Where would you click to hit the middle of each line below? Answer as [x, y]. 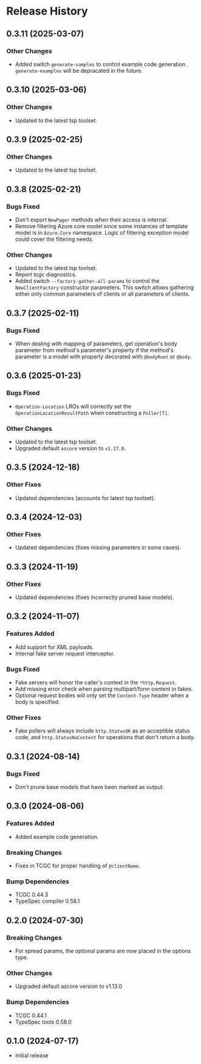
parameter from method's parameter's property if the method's [94, 350]
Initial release [32, 1055]
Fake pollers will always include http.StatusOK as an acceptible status [102, 731]
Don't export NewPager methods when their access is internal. [91, 220]
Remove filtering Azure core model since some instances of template [101, 226]
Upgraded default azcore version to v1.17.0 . [70, 448]
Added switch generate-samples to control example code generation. [101, 64]
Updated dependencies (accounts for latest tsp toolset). [85, 498]
